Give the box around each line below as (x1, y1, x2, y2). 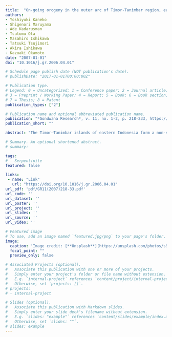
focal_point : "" (10, 248, 45, 254)
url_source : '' (5, 215, 38, 220)
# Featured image (5, 229, 42, 234)
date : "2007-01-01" (5, 55, 47, 60)
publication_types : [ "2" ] (5, 102, 60, 108)
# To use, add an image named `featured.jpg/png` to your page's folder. (5, 234, 166, 239)
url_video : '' (5, 220, 36, 225)
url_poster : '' (5, 201, 38, 206)
